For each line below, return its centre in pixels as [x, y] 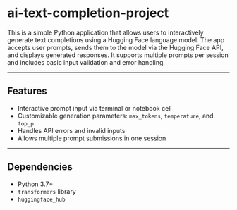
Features [27, 91]
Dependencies [40, 167]
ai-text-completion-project [88, 13]
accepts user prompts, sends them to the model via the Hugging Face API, [115, 47]
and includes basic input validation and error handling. [86, 62]
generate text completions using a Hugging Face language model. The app [116, 39]
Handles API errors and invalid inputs [71, 130]
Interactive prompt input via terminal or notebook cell [95, 108]
